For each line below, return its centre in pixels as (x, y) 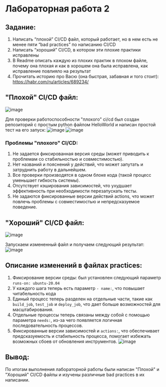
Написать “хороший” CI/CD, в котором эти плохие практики (76, 50)
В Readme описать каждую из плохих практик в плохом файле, (80, 60)
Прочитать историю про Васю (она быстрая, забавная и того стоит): (85, 76)
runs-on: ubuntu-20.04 (36, 283)
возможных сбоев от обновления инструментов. (65, 341)
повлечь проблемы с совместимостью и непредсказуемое (76, 202)
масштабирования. (33, 309)
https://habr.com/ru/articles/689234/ (50, 82)
